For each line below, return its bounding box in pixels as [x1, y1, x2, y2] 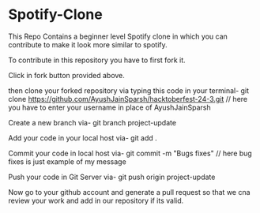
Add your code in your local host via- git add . [8, 133, 158, 143]
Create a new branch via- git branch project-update [8, 118, 176, 127]
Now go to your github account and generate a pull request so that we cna [8, 187, 251, 196]
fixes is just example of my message [8, 156, 126, 166]
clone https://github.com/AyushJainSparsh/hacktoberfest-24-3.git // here [8, 94, 247, 103]
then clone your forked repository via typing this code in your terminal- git [8, 85, 250, 95]
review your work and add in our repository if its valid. [8, 196, 184, 205]
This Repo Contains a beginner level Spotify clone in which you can [8, 32, 228, 41]
